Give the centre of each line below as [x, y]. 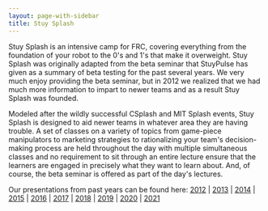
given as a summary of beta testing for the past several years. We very [126, 72]
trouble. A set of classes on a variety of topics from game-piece [115, 131]
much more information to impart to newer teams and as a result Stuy [124, 89]
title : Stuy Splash [41, 23]
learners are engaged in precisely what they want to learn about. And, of [130, 165]
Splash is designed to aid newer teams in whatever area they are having [128, 122]
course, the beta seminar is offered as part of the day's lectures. [116, 174]
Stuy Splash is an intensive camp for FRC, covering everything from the [128, 46]
